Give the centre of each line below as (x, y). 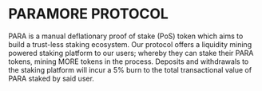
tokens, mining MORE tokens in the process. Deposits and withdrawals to (129, 61)
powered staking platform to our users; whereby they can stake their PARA (131, 53)
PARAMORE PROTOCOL (89, 14)
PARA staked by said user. (51, 78)
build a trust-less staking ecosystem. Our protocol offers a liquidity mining (130, 44)
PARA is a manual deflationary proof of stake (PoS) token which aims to (126, 36)
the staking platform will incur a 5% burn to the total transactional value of (130, 69)
